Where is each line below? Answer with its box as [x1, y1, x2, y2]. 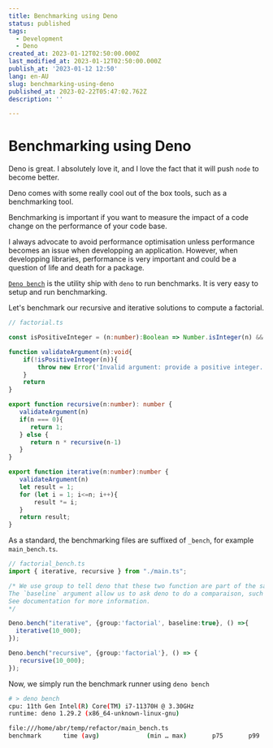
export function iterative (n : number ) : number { [8, 468, 169, 476]
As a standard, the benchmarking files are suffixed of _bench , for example [8, 535, 254, 545]
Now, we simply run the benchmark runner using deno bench [8, 679, 210, 689]
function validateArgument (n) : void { [8, 348, 132, 356]
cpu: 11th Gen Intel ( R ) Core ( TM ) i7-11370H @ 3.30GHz [8, 702, 195, 711]
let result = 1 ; [19, 482, 75, 491]
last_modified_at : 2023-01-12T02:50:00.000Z [8, 58, 162, 66]
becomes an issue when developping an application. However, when [8, 245, 238, 256]
